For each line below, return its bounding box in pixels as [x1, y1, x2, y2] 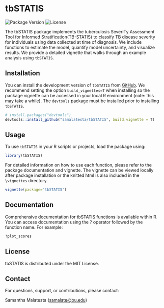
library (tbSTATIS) [5, 153, 43, 158]
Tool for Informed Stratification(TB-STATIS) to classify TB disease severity [5, 34, 156, 40]
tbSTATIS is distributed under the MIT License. [5, 260, 99, 266]
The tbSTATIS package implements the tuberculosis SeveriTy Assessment [5, 28, 155, 34]
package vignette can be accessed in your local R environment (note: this [5, 92, 154, 98]
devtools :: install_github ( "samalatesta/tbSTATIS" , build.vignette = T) [5, 117, 155, 122]
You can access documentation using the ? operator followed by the [5, 219, 143, 225]
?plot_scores [5, 234, 32, 239]
